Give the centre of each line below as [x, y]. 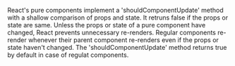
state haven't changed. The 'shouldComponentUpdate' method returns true [117, 47]
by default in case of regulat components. [68, 55]
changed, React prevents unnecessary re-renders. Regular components [112, 32]
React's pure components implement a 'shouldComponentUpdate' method [115, 10]
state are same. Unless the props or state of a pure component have [107, 25]
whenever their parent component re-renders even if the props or [123, 40]
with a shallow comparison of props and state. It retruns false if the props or [117, 18]
